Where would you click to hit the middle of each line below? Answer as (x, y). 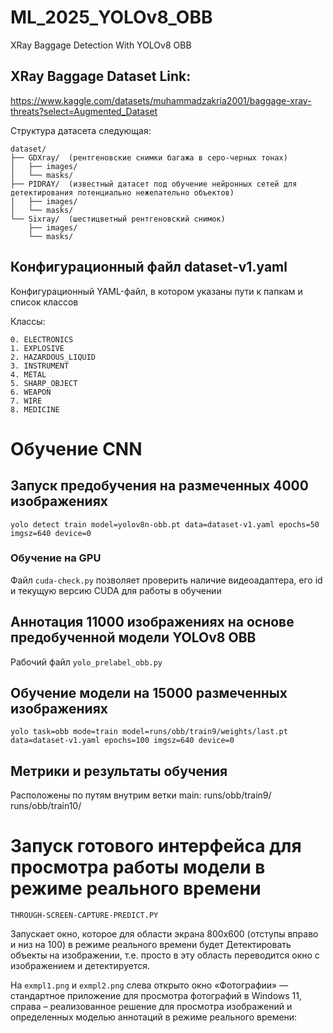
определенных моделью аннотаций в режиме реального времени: (154, 1017)
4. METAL (28, 374)
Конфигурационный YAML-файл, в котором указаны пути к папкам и (156, 291)
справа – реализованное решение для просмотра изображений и (151, 1007)
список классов (44, 302)
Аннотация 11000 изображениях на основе (152, 622)
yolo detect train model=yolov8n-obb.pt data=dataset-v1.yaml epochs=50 (165, 524)
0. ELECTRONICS (42, 339)
